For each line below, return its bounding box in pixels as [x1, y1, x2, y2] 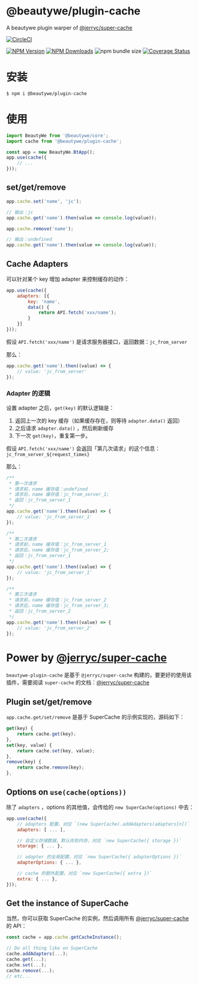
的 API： [6, 922, 27, 930]
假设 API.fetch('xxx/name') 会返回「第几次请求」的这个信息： [6, 445, 161, 452]
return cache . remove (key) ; [17, 764, 85, 770]
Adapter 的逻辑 [6, 389, 51, 398]
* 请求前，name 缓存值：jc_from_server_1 [8, 541, 107, 547]
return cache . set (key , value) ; [17, 748, 95, 754]
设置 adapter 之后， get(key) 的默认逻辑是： [6, 404, 115, 411]
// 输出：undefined [6, 236, 52, 243]
